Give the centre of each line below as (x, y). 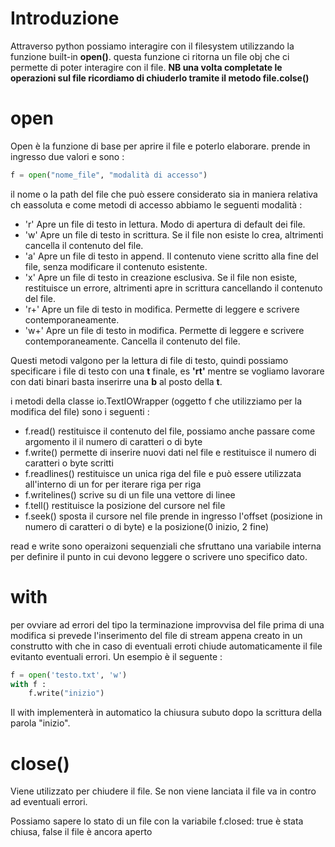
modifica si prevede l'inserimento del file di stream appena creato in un (156, 635)
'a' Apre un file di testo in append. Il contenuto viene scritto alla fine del (171, 256)
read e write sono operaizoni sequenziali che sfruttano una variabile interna (166, 546)
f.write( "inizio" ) (66, 693)
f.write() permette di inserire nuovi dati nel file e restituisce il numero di (170, 452)
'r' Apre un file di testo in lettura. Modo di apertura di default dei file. (165, 224)
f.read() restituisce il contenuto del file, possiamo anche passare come (170, 431)
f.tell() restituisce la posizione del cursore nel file (125, 505)
